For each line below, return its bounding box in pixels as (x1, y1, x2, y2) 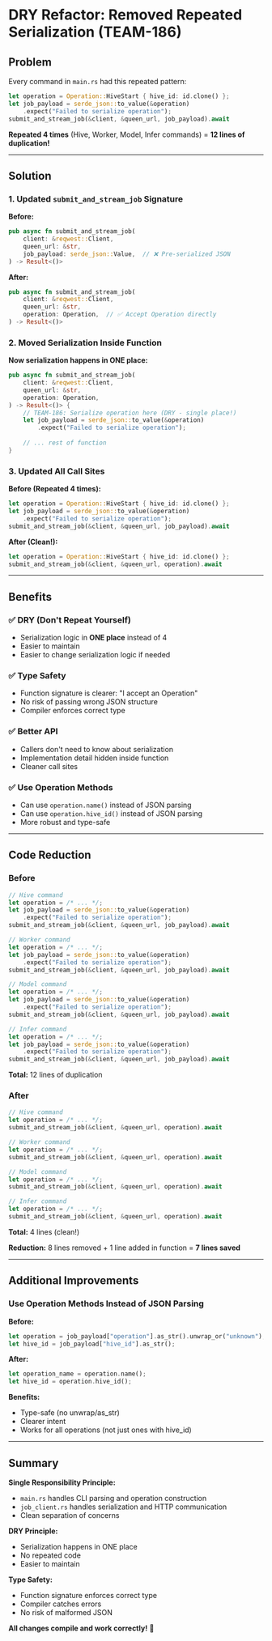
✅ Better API (8, 726, 58, 738)
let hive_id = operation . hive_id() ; (8, 1378, 132, 1386)
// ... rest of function (23, 439, 107, 447)
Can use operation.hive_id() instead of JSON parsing (19, 808, 203, 818)
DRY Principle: (8, 1526, 58, 1536)
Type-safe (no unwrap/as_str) (19, 1408, 120, 1418)
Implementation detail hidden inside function (19, 753, 169, 763)
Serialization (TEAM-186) (8, 23, 182, 41)
